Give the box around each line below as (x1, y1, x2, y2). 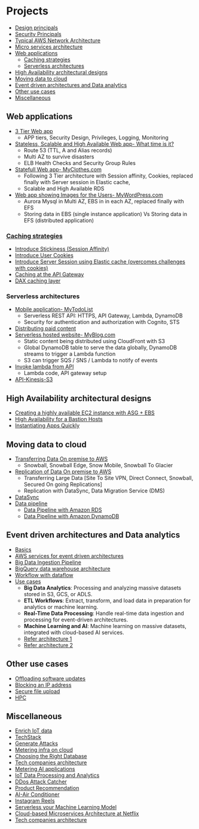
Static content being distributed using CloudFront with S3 (23, 338, 166, 345)
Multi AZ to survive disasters (23, 153, 94, 160)
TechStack (14, 734, 42, 741)
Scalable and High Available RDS (23, 185, 105, 192)
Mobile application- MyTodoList (14, 306, 93, 313)
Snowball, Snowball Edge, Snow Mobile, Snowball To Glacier (23, 461, 173, 468)
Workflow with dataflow (14, 571, 74, 578)
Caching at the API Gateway (14, 271, 84, 278)
